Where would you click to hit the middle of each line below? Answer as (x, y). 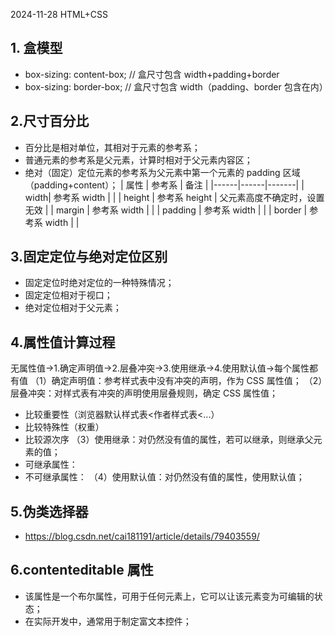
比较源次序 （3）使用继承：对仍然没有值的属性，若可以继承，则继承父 (169, 440)
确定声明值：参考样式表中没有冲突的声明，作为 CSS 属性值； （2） (187, 381)
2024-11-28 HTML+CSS (59, 14)
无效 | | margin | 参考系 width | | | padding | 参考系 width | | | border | (166, 210)
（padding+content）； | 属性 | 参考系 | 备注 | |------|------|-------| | (164, 185)
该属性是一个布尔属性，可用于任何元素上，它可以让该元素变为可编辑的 (169, 596)
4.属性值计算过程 (63, 342)
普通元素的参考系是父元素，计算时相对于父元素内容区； (138, 160)
